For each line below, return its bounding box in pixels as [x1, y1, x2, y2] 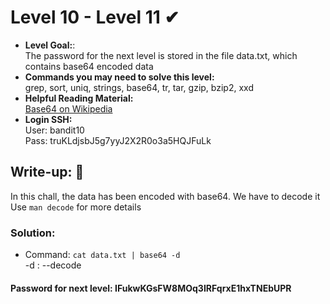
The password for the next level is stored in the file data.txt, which [24, 49, 298, 61]
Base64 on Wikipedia [24, 102, 113, 115]
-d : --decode [24, 259, 82, 271]
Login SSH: [24, 113, 73, 125]
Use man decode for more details [10, 201, 142, 213]
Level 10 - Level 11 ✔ [10, 6, 180, 29]
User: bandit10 [24, 124, 85, 136]
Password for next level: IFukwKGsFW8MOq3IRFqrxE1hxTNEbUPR [10, 282, 292, 294]
